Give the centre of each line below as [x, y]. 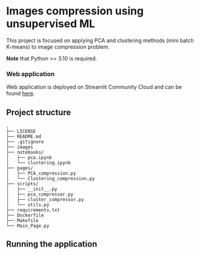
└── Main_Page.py [28, 226]
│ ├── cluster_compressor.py [45, 200]
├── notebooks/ [25, 152]
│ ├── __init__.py [32, 189]
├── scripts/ [22, 184]
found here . [20, 94]
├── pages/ [20, 168]
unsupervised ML [51, 24]
